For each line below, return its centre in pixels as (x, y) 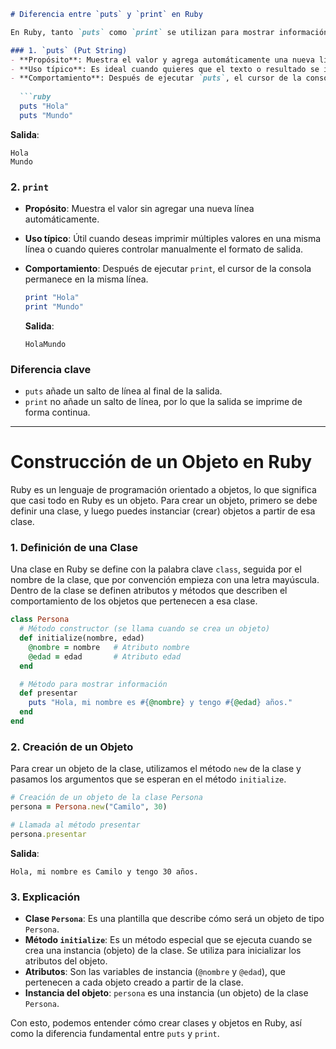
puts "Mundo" (46, 115)
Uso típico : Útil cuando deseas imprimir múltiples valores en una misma (173, 239)
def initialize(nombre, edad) (82, 638)
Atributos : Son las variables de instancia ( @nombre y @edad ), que (155, 972)
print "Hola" (52, 298)
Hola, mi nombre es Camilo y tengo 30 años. (104, 871)
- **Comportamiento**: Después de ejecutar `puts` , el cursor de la (156, 78)
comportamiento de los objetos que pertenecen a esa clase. (134, 601)
